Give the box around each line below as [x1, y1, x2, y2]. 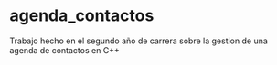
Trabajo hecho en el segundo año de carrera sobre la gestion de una [9, 35, 268, 46]
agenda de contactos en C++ [9, 44, 121, 55]
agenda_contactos [9, 5, 154, 26]
